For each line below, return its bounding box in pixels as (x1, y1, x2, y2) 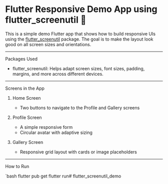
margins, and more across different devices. (12, 71, 103, 77)
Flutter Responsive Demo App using (5, 4, 157, 15)
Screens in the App (5, 85, 45, 91)
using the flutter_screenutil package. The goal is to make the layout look (5, 36, 153, 42)
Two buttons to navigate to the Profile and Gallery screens (19, 104, 140, 111)
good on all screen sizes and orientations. (5, 41, 91, 47)
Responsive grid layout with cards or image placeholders (19, 149, 137, 155)
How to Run (5, 163, 29, 169)
